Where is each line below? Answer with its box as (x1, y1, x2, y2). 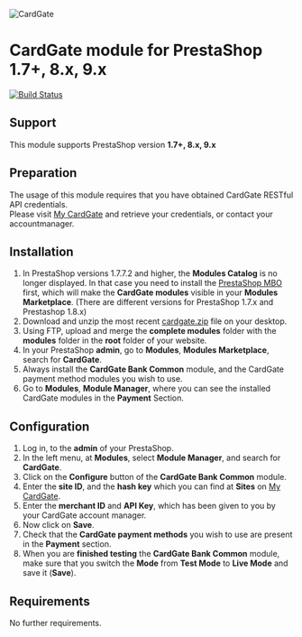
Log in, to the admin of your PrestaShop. (22, 443, 174, 454)
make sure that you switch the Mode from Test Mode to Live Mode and (22, 558, 288, 568)
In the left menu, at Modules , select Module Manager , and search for (22, 452, 281, 464)
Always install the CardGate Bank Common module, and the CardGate (22, 364, 284, 374)
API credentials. (9, 198, 69, 209)
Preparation (9, 165, 78, 180)
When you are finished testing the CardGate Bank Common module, (22, 549, 280, 559)
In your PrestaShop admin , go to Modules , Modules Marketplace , (22, 345, 270, 355)
